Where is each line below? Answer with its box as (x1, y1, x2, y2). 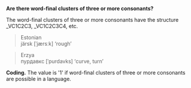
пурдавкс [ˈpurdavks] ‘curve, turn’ (20, 58, 104, 65)
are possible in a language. (6, 76, 72, 82)
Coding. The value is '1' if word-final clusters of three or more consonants (6, 69, 186, 76)
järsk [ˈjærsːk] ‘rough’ (20, 40, 72, 47)
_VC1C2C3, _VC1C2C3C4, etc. (6, 23, 78, 29)
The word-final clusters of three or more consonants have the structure (6, 16, 179, 23)
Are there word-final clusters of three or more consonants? (6, 5, 154, 12)
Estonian (20, 34, 42, 40)
